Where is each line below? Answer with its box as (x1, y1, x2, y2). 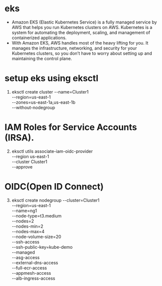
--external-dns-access (11, 260, 58, 265)
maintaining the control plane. (11, 55, 72, 61)
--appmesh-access (11, 270, 52, 276)
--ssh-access (11, 238, 40, 245)
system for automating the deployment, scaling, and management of (11, 29, 150, 35)
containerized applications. (11, 35, 67, 41)
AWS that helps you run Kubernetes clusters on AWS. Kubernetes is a (11, 24, 153, 30)
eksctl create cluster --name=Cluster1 (11, 89, 89, 95)
